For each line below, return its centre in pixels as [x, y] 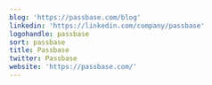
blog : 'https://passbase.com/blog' [75, 17]
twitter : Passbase [43, 58]
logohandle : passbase [49, 34]
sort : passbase [37, 42]
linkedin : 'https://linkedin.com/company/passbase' [107, 26]
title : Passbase [39, 50]
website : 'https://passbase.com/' [73, 67]
